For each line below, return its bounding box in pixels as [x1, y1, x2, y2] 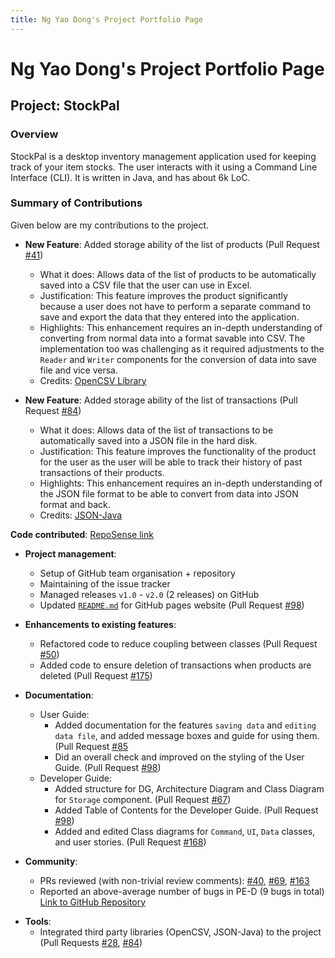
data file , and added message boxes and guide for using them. [54, 729, 320, 741]
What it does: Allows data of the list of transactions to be [39, 424, 274, 436]
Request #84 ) [24, 404, 82, 416]
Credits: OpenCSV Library [39, 374, 147, 386]
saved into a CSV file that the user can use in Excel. [39, 279, 253, 291]
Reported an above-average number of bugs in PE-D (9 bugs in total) [39, 885, 325, 897]
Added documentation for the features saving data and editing [54, 719, 317, 731]
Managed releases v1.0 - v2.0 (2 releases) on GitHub [39, 588, 260, 600]
